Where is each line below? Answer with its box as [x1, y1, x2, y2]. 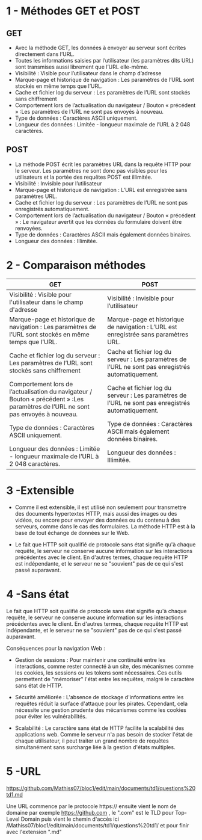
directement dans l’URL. [14, 51, 75, 58]
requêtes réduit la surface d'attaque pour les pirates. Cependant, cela [14, 700, 188, 707]
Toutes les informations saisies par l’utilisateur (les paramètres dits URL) [14, 57, 194, 64]
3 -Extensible [6, 483, 75, 497]
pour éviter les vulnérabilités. [14, 712, 87, 720]
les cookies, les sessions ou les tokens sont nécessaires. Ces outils [14, 669, 182, 676]
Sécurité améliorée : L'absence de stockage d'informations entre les [14, 693, 184, 700]
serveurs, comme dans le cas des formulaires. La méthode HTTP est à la [14, 522, 195, 530]
